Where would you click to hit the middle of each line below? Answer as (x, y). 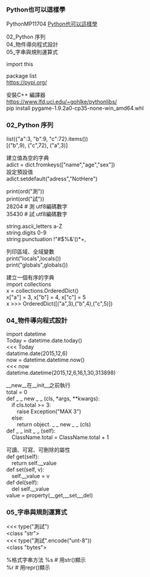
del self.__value (31, 489)
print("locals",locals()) (34, 258)
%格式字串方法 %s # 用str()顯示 (46, 560)
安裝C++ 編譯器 (26, 95)
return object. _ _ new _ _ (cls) (54, 424)
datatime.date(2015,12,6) (37, 353)
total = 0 (17, 392)
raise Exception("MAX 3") (49, 411)
